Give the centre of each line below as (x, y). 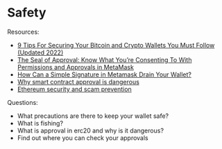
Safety (27, 13)
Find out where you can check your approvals (83, 138)
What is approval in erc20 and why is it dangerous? (91, 130)
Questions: (23, 102)
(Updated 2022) (40, 52)
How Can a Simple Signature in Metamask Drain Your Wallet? (104, 74)
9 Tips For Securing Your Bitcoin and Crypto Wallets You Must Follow (116, 45)
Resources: (23, 32)
